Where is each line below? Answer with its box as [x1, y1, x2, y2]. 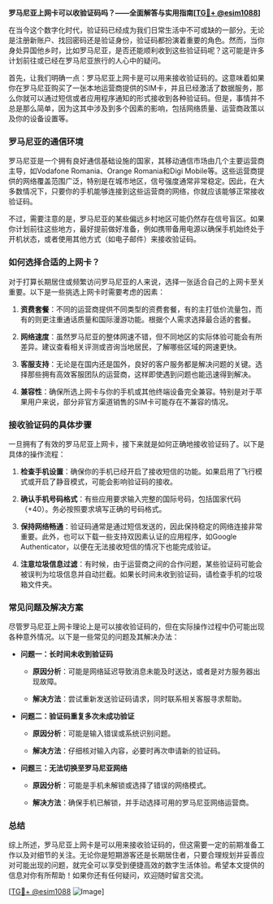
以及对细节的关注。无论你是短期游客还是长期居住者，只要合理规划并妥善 [15, 850, 258, 860]
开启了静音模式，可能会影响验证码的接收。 [34, 476, 177, 487]
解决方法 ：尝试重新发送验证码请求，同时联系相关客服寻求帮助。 [32, 694, 246, 704]
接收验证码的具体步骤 [8, 419, 92, 430]
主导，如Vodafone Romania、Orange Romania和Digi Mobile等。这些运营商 [8, 166, 258, 176]
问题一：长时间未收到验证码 [19, 649, 114, 659]
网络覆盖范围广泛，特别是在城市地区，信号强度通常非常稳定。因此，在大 [22, 177, 265, 186]
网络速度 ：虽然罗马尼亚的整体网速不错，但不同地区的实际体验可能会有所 [19, 331, 262, 341]
